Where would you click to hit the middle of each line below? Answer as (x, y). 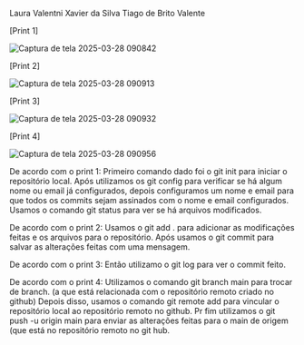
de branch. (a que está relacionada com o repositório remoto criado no (142, 291)
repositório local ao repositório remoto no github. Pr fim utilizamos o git (142, 311)
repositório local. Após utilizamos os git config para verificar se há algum (146, 181)
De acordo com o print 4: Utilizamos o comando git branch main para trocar (151, 282)
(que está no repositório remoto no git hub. (90, 330)
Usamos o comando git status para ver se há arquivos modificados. (136, 210)
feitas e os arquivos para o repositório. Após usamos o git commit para (142, 237)
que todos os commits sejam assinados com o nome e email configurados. (149, 200)
